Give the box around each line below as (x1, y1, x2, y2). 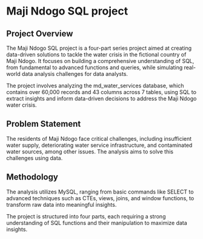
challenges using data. (6, 154, 63, 161)
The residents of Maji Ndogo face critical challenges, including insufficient (6, 135, 192, 142)
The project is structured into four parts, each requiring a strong (6, 212, 166, 220)
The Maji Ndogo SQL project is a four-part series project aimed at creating (6, 44, 192, 52)
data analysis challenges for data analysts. (21, 70, 128, 77)
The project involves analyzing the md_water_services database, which (6, 82, 184, 89)
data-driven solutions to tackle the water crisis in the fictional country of (6, 51, 187, 58)
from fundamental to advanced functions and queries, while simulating (6, 64, 183, 71)
